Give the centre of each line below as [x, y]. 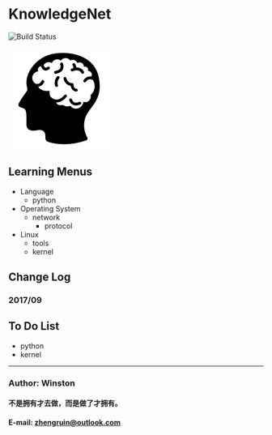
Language [37, 191]
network [46, 217]
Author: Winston [42, 383]
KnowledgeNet [60, 14]
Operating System [50, 208]
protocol [58, 226]
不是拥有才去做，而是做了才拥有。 [65, 403]
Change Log [40, 277]
